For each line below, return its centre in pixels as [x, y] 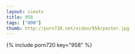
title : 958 [20, 17]
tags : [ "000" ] [24, 23]
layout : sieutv [25, 12]
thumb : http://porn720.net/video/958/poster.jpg [68, 28]
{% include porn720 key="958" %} [49, 45]
